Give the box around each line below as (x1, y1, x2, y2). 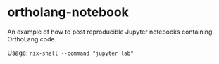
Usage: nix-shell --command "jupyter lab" (7, 49, 134, 57)
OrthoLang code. (7, 34, 57, 43)
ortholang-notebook (7, 4, 129, 20)
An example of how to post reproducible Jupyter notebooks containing (7, 27, 213, 36)
